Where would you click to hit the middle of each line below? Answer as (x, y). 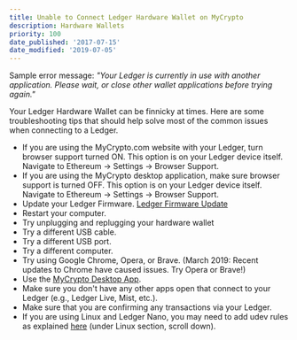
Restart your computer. (64, 213)
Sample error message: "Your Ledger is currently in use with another (135, 75)
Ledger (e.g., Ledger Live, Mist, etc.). (90, 298)
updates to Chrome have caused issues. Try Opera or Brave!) (134, 270)
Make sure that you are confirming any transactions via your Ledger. (147, 307)
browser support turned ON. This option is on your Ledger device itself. (152, 157)
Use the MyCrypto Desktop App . (82, 279)
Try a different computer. (67, 251)
